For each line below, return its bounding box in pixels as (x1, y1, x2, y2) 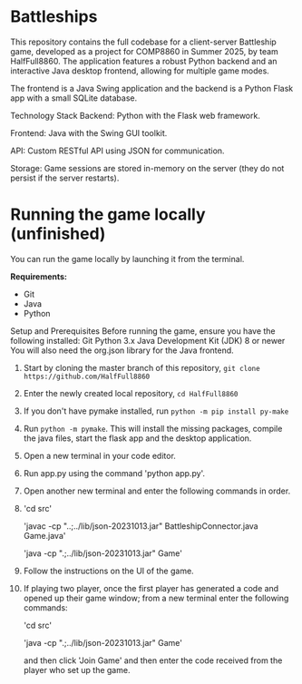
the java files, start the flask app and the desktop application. (23, 433, 252, 444)
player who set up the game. (23, 664, 131, 675)
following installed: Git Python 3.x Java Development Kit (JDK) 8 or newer (10, 335, 286, 346)
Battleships (10, 6, 98, 27)
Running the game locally (10, 204, 206, 225)
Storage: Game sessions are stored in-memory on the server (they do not (10, 162, 285, 173)
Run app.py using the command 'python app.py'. (23, 467, 206, 478)
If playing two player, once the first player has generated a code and (23, 582, 279, 593)
